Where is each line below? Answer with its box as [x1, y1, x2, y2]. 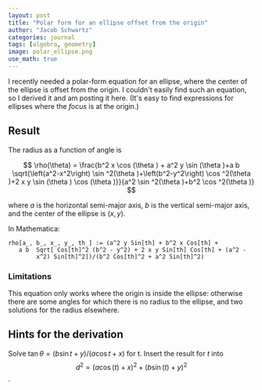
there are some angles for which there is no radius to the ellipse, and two [8, 297, 243, 306]
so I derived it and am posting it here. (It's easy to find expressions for [8, 93, 234, 103]
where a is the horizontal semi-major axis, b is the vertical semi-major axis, [8, 200, 250, 210]
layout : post [8, 11, 51, 20]
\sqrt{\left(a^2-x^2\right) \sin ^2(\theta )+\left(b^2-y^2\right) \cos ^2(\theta [11, 168, 252, 178]
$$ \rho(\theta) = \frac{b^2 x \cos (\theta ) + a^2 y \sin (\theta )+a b [23, 160, 240, 169]
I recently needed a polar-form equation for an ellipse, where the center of [8, 76, 248, 86]
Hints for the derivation [8, 328, 124, 341]
